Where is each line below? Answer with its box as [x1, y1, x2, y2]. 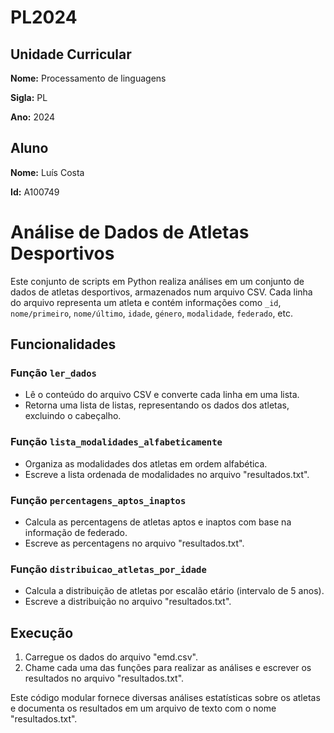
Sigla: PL [10, 92, 48, 103]
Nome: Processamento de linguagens [10, 72, 167, 84]
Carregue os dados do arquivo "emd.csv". [24, 651, 198, 663]
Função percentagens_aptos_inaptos [10, 493, 187, 507]
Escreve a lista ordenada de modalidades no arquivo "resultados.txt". [24, 468, 310, 480]
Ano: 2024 [10, 111, 56, 123]
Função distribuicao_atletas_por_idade [10, 562, 207, 576]
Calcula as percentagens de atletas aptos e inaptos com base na [24, 516, 292, 528]
